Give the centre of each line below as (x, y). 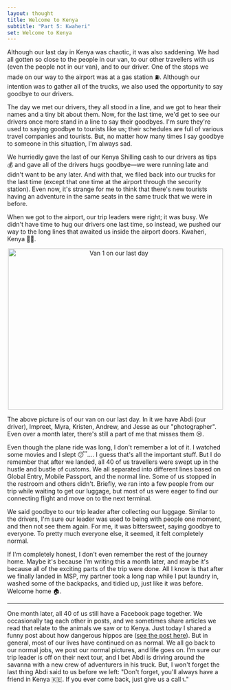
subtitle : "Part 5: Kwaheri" (49, 26)
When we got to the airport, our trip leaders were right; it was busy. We (108, 217)
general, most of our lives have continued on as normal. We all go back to (111, 643)
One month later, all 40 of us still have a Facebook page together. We (105, 614)
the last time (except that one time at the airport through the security (104, 182)
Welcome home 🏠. (34, 591)
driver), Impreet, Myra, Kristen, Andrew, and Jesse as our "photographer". (112, 427)
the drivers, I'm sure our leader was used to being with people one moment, (114, 519)
